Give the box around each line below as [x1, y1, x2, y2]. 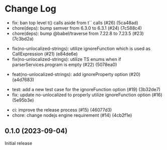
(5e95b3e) [12, 97, 34, 103]
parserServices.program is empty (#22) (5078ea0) [12, 61, 117, 67]
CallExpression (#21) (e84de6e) [12, 51, 78, 57]
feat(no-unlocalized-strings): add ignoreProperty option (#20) [12, 71, 141, 77]
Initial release [5, 140, 32, 146]
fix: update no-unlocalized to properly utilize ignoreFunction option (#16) [12, 92, 162, 98]
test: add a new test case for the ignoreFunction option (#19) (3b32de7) [12, 86, 160, 92]
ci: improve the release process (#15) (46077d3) [12, 107, 112, 113]
